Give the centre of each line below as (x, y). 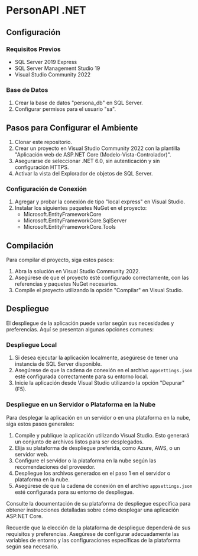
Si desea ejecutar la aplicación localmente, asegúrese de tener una (96, 358)
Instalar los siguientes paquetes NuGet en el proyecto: (81, 208)
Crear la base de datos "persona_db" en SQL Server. (79, 103)
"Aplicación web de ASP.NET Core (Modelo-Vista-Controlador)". (93, 154)
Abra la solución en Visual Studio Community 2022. (77, 271)
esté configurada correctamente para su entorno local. (82, 376)
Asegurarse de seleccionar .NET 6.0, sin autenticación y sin (87, 161)
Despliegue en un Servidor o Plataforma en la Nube (81, 405)
